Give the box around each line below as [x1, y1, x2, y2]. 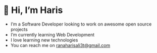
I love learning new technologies [10, 37, 78, 43]
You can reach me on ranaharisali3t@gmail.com [10, 42, 111, 48]
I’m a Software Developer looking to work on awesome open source [10, 21, 152, 27]
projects [10, 26, 28, 32]
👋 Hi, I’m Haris [3, 4, 63, 16]
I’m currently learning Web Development [10, 31, 95, 37]
